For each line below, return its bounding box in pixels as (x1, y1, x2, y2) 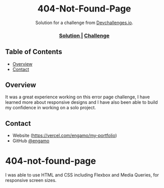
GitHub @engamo (12, 138, 50, 144)
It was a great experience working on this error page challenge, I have (5, 94, 150, 100)
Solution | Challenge (59, 32, 110, 39)
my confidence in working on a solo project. (5, 105, 96, 111)
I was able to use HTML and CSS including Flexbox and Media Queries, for (5, 172, 159, 178)
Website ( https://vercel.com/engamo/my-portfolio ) (12, 132, 117, 138)
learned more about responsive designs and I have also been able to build (5, 99, 158, 105)
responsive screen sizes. (5, 177, 57, 183)
